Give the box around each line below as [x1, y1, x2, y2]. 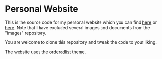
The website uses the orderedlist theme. [5, 49, 86, 55]
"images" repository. [5, 30, 47, 36]
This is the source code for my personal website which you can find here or [5, 20, 157, 25]
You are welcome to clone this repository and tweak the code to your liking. [5, 39, 157, 45]
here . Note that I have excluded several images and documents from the [5, 24, 150, 30]
